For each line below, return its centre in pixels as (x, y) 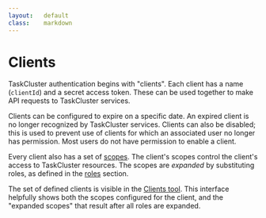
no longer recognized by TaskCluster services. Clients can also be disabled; (132, 124)
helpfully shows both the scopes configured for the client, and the (116, 197)
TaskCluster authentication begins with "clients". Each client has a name (126, 84)
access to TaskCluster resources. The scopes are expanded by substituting (131, 165)
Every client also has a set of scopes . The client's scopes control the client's (133, 157)
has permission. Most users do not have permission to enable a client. (122, 142)
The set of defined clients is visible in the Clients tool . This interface (119, 189)
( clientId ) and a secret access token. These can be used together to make (131, 93)
